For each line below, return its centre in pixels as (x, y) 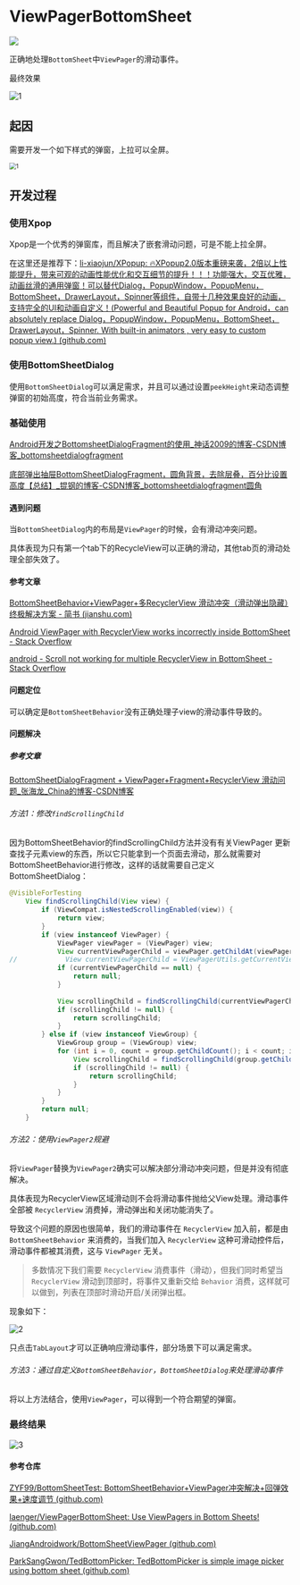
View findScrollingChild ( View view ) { (97, 902)
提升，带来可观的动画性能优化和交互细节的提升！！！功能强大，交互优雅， (154, 274)
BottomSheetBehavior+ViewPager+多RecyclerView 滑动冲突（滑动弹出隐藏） (149, 603)
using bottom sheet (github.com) (70, 1570)
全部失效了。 (40, 560)
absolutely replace (43, 319)
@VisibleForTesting (46, 893)
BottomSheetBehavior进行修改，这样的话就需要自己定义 (112, 865)
